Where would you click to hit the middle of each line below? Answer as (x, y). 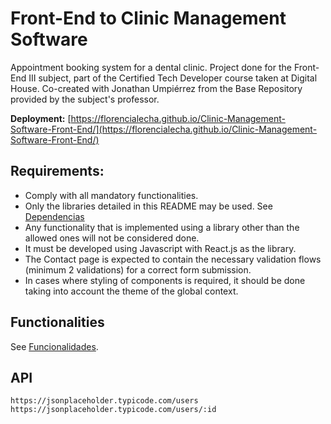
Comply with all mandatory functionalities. (111, 195)
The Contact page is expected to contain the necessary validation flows (173, 259)
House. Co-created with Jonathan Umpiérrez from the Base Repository (156, 88)
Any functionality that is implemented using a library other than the (162, 227)
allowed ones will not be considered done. (112, 238)
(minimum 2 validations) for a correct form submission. (138, 269)
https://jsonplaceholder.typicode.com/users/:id (113, 410)
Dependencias (54, 216)
